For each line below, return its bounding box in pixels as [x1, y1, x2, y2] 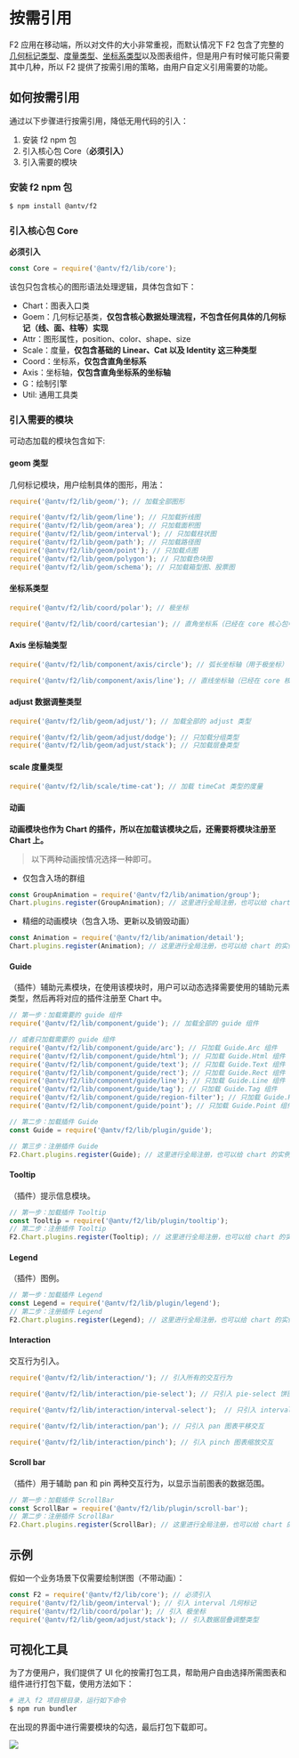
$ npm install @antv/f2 [9, 202, 98, 211]
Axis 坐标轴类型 [9, 640, 68, 651]
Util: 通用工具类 [21, 389, 78, 401]
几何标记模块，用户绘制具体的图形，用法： [9, 479, 166, 490]
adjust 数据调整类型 [9, 696, 82, 708]
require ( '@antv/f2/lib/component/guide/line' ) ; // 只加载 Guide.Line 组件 [9, 1076, 287, 1086]
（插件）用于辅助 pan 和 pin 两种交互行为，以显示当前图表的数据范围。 [9, 1478, 270, 1488]
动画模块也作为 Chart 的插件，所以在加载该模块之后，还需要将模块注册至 [9, 823, 276, 834]
